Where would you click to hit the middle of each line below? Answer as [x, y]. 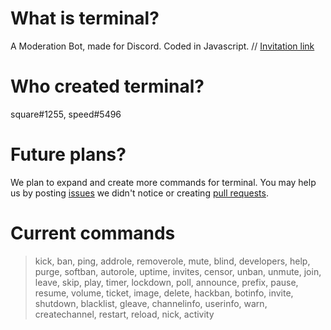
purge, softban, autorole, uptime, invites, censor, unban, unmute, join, [178, 271]
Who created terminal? [107, 86]
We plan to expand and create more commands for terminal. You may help [163, 182]
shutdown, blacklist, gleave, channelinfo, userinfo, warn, [151, 303]
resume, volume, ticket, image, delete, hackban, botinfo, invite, [164, 293]
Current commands [93, 233]
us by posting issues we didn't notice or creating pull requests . [139, 193]
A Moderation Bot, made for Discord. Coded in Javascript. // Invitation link [162, 46]
